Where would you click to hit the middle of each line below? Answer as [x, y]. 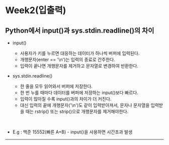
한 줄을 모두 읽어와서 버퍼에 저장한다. [56, 86]
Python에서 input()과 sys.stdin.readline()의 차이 [80, 30]
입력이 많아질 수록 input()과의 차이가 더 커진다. [66, 99]
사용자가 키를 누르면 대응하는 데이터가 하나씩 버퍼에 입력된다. [80, 53]
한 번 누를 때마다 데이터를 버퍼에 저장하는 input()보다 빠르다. [79, 93]
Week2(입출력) [36, 10]
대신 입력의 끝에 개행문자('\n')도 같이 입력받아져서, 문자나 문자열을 [85, 105]
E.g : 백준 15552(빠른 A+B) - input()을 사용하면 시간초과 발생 [72, 132]
